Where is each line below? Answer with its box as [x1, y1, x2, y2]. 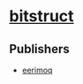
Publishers [9, 42, 70, 57]
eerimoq [21, 65, 53, 75]
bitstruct [9, 6, 74, 27]
